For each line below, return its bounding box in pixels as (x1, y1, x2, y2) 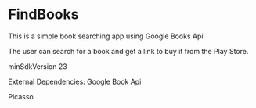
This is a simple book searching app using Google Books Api (8, 31, 204, 41)
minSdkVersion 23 (8, 61, 68, 71)
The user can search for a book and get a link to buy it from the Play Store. (8, 46, 249, 56)
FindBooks (8, 5, 79, 23)
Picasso (8, 92, 34, 101)
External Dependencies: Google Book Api (8, 77, 142, 86)
